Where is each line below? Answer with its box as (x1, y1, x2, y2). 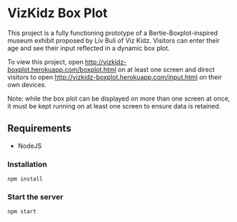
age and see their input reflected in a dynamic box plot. (7, 44, 170, 52)
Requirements (7, 123, 71, 135)
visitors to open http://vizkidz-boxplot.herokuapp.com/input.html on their (7, 73, 223, 81)
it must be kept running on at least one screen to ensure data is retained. (7, 101, 221, 110)
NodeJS (17, 141, 42, 150)
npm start (7, 208, 37, 216)
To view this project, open (7, 57, 84, 66)
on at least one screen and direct (117, 65, 216, 74)
